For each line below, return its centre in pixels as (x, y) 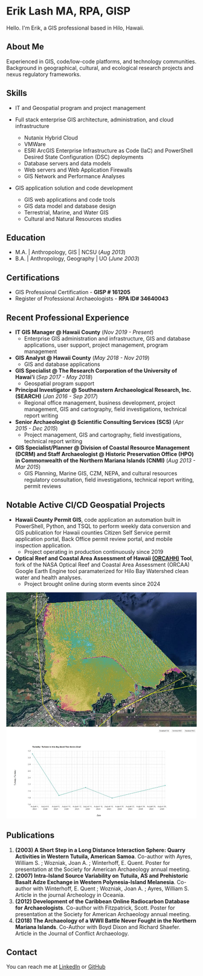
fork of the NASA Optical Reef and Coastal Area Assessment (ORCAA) (102, 564)
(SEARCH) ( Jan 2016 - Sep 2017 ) (56, 396)
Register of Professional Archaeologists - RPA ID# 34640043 (92, 299)
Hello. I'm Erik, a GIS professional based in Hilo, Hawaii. (75, 28)
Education (26, 238)
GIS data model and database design (70, 206)
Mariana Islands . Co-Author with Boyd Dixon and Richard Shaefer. (98, 927)
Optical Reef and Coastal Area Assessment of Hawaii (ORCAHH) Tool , (104, 558)
